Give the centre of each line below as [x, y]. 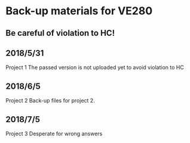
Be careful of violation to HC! [60, 33]
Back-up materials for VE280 [79, 11]
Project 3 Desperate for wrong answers [54, 134]
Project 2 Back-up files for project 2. [50, 101]
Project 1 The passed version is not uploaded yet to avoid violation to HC [95, 67]
